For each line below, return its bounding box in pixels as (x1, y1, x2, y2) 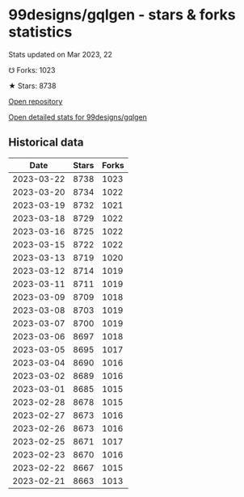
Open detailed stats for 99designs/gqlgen (8, 112, 148, 122)
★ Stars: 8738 (8, 81, 57, 91)
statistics (8, 23, 73, 41)
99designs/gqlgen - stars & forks (8, 6, 236, 24)
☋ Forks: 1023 (8, 65, 56, 74)
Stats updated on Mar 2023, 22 (8, 49, 113, 59)
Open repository (8, 96, 63, 106)
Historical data (8, 136, 84, 150)
